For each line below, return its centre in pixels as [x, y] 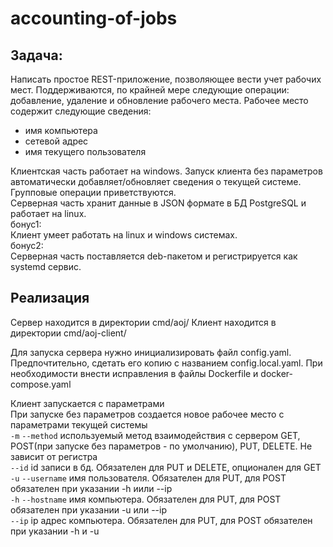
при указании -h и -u [55, 531]
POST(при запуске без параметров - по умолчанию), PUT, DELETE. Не [161, 446]
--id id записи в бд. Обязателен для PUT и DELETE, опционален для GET [166, 467]
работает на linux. [48, 213]
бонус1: [26, 224]
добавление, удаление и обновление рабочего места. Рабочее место [159, 100]
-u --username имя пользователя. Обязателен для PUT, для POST [148, 478]
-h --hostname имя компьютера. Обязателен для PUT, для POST [146, 499]
